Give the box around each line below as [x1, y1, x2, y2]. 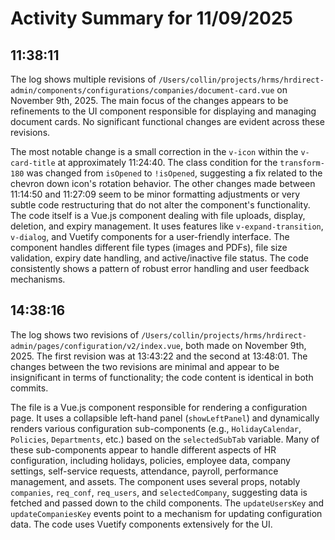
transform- [279, 158, 325, 168]
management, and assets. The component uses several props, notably [10, 475, 301, 487]
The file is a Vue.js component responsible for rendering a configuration [10, 401, 308, 413]
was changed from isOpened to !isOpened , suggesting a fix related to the [26, 167, 323, 179]
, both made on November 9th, [180, 339, 307, 351]
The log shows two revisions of [10, 328, 140, 341]
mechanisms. [10, 273, 66, 285]
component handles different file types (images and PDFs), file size [10, 242, 288, 253]
